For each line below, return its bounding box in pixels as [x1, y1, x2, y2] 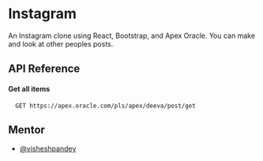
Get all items [8, 84, 51, 93]
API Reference [8, 62, 81, 76]
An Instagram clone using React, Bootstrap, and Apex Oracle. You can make [8, 31, 255, 40]
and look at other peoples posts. [8, 39, 114, 48]
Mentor [8, 123, 46, 137]
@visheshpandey [19, 144, 77, 154]
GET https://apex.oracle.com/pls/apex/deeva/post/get [15, 102, 196, 110]
